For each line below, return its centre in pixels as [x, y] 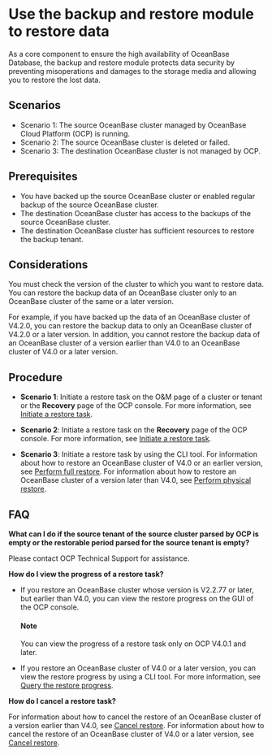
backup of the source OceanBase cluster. [90, 205]
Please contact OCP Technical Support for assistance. [99, 558]
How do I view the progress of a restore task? [86, 574]
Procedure [36, 377]
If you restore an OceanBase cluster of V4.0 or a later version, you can [138, 668]
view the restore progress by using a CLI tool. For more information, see [140, 677]
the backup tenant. [52, 239]
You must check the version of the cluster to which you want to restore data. [136, 284]
